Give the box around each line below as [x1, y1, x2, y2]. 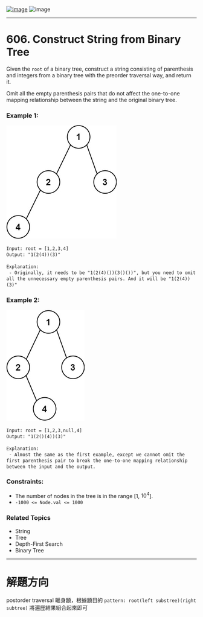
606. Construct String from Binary [6, 33, 181, 46]
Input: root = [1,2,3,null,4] [6, 427, 83, 433]
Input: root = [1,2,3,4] [6, 246, 69, 252]
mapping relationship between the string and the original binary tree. [6, 96, 177, 103]
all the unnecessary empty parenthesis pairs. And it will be [6, 276, 166, 282]
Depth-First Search [14, 540, 63, 548]
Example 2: [6, 296, 40, 304]
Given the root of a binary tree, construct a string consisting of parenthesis [6, 65, 193, 72]
